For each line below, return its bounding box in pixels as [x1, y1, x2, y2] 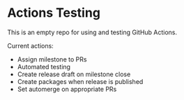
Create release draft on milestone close [17, 70, 131, 78]
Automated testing [17, 62, 71, 71]
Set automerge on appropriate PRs [17, 85, 117, 93]
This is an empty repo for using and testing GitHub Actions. [7, 28, 178, 36]
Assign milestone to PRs [17, 55, 87, 64]
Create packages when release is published [17, 77, 144, 85]
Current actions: [7, 41, 54, 50]
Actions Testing [7, 5, 101, 21]
